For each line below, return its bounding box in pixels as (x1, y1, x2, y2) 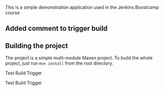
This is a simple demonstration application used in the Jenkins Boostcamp (5, 5, 159, 10)
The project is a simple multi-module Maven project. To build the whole (5, 55, 153, 61)
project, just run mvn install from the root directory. (5, 60, 114, 66)
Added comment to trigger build (5, 24, 108, 33)
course (5, 10, 20, 16)
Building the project (5, 41, 68, 50)
